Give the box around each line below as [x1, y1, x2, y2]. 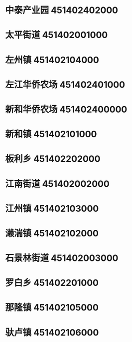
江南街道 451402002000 [5, 178, 110, 189]
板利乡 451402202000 [5, 153, 101, 165]
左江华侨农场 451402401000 [5, 79, 126, 90]
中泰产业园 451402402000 [5, 5, 119, 16]
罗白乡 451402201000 [5, 277, 99, 288]
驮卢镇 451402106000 [5, 326, 99, 338]
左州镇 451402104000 [5, 54, 100, 66]
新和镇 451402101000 [5, 129, 97, 140]
